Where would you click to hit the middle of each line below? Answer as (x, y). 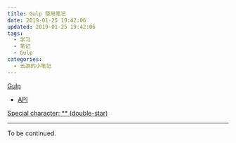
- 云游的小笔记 (33, 66)
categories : (25, 60)
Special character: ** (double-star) (58, 113)
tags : (15, 33)
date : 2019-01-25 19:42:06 (47, 20)
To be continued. (32, 133)
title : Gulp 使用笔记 (37, 14)
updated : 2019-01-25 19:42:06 (52, 27)
